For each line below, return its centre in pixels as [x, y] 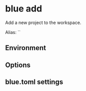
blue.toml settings [34, 82]
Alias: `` [13, 32]
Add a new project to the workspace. [43, 22]
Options [18, 65]
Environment [26, 48]
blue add [24, 9]
